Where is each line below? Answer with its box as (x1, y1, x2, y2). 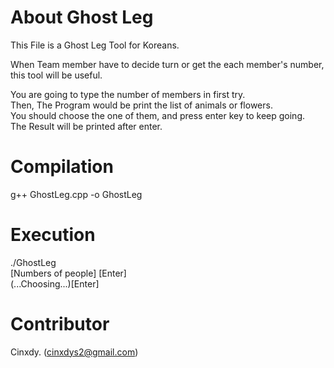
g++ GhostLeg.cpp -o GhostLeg (10, 188, 143, 200)
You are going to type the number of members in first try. (10, 88, 246, 100)
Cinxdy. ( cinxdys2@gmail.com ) (10, 346, 139, 358)
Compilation (10, 156, 114, 178)
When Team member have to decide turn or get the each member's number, (10, 58, 325, 70)
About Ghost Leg (10, 6, 154, 29)
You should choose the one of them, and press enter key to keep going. (10, 109, 306, 121)
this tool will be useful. (10, 69, 103, 81)
